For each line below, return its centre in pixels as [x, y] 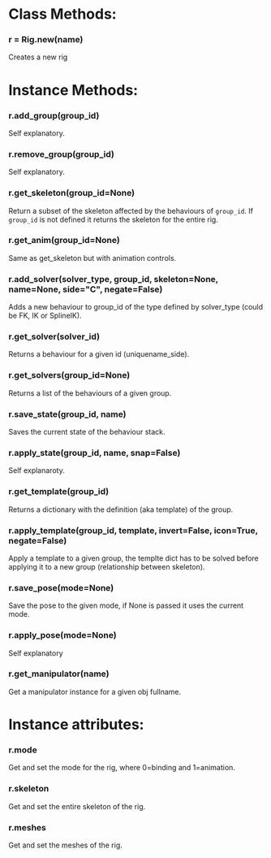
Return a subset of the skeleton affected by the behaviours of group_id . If [131, 210]
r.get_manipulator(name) [59, 674]
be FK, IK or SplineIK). [45, 316]
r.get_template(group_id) [59, 492]
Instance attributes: [76, 725]
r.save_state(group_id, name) [67, 414]
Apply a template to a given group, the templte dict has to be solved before [134, 558]
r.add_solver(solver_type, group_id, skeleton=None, [114, 279]
